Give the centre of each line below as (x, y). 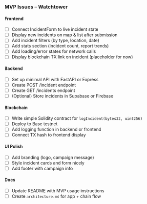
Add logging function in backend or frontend (56, 129)
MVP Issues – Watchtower (36, 7)
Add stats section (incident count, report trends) (60, 46)
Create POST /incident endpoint (44, 85)
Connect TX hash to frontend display (49, 135)
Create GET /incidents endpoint (43, 90)
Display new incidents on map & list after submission (64, 35)
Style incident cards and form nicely (48, 163)
